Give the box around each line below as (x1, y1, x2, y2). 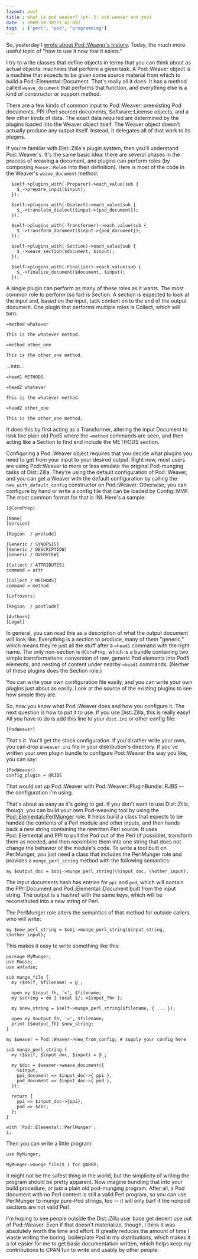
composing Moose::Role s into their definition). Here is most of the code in (6, 164, 185, 171)
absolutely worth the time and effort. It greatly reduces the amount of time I (6, 1228, 190, 1235)
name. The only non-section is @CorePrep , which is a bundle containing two (6, 648, 189, 656)
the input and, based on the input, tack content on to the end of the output (6, 297, 187, 304)
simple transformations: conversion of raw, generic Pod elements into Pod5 (6, 654, 190, 662)
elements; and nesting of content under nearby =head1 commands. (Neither (6, 661, 190, 668)
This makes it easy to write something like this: (6, 942, 120, 949)
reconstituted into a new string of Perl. (6, 898, 100, 905)
